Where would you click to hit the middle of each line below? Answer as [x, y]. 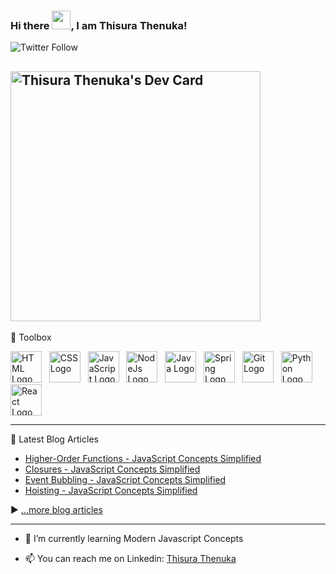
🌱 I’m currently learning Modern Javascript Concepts [134, 539]
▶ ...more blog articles [56, 510]
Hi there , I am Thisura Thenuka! [99, 25]
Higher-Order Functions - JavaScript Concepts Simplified [143, 459]
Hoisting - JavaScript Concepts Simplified [111, 491]
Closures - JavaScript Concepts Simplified [112, 469]
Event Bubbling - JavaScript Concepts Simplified [125, 480]
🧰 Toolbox [31, 337]
